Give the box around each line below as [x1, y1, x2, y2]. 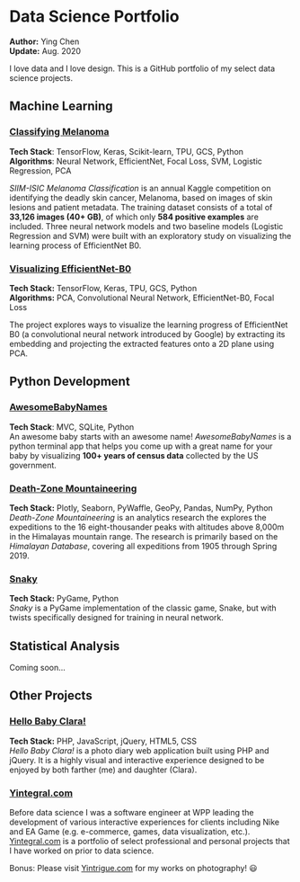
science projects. [9, 72, 74, 83]
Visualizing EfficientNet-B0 [9, 263, 132, 275]
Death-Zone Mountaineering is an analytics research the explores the [9, 512, 267, 522]
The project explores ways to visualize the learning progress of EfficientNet [9, 319, 288, 330]
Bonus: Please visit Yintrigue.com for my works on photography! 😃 [9, 863, 258, 873]
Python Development [9, 374, 130, 389]
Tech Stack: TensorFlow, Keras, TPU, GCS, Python [9, 282, 198, 293]
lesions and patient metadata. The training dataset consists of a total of [9, 201, 273, 212]
